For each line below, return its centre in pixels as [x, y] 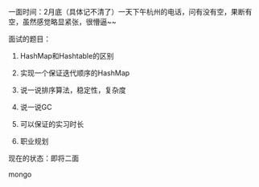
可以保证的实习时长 [52, 124]
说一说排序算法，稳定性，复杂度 [73, 90]
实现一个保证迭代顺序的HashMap [75, 73]
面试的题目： [29, 39]
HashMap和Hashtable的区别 [67, 56]
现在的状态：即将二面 [43, 158]
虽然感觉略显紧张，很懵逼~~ [69, 22]
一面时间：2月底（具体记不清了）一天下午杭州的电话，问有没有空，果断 [127, 12]
